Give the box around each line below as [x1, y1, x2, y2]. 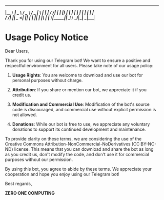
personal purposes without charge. [12, 77, 83, 83]
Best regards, [5, 180, 32, 186]
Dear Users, [5, 48, 29, 54]
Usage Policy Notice [5, 32, 89, 43]
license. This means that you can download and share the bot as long [14, 146, 154, 152]
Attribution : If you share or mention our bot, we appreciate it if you [12, 86, 147, 93]
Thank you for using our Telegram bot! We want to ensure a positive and [5, 57, 150, 63]
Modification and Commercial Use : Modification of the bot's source [12, 101, 150, 107]
